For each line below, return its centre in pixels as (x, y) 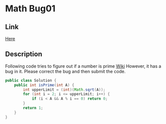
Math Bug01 (30, 9)
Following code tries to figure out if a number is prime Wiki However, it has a (83, 66)
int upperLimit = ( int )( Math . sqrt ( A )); (64, 89)
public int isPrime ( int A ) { (44, 85)
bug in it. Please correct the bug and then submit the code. (65, 71)
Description (24, 54)
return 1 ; (33, 108)
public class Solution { (31, 80)
